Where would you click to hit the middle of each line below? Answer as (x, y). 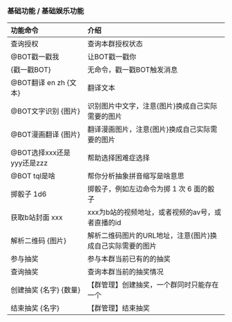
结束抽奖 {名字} (35, 308)
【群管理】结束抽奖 (119, 308)
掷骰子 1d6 (29, 194)
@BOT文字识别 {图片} (46, 111)
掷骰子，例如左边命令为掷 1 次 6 (139, 189)
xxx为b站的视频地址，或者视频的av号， (151, 212)
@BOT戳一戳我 (35, 57)
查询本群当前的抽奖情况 (126, 272)
